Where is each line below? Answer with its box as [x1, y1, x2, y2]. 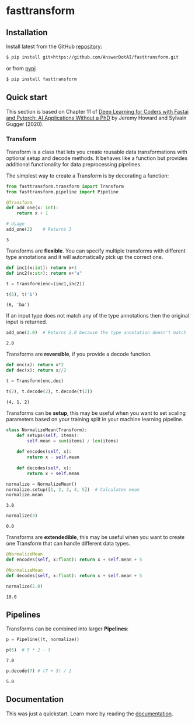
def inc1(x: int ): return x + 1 [6, 265, 77, 271]
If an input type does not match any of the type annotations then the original [6, 312, 190, 319]
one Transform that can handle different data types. [6, 540, 130, 547]
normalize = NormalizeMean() [6, 481, 77, 487]
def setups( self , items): [16, 432, 80, 438]
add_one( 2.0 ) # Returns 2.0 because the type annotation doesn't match [6, 330, 187, 336]
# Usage [6, 221, 25, 227]
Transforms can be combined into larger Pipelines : [6, 625, 128, 632]
